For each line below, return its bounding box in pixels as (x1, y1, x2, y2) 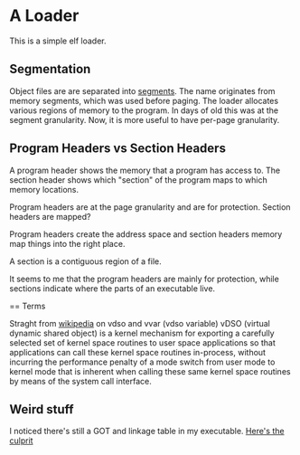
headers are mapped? (9, 211, 91, 222)
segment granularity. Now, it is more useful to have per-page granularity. (9, 114, 280, 125)
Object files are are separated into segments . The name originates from (9, 85, 276, 96)
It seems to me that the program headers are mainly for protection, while (9, 273, 280, 284)
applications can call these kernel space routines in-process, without (9, 346, 267, 357)
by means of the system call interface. (9, 375, 152, 386)
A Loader (9, 5, 80, 26)
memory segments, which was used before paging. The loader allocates (9, 95, 278, 106)
